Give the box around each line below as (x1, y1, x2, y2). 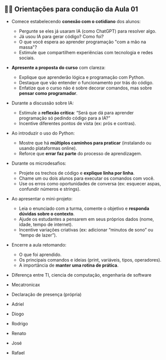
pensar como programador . (19, 90, 78, 96)
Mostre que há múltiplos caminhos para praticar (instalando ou (19, 140, 152, 146)
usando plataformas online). (19, 145, 77, 151)
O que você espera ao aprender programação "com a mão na (19, 39, 146, 45)
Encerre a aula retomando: (11, 242, 67, 248)
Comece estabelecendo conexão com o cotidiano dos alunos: (11, 18, 141, 24)
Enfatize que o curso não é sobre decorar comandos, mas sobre (19, 85, 152, 91)
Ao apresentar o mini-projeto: (11, 195, 73, 201)
